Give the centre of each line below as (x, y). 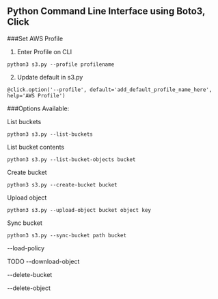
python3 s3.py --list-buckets (50, 134)
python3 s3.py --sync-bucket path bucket (67, 235)
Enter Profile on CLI (44, 51)
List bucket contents (36, 147)
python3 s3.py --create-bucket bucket (62, 184)
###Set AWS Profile (35, 38)
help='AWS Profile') (37, 95)
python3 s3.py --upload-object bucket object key (79, 210)
